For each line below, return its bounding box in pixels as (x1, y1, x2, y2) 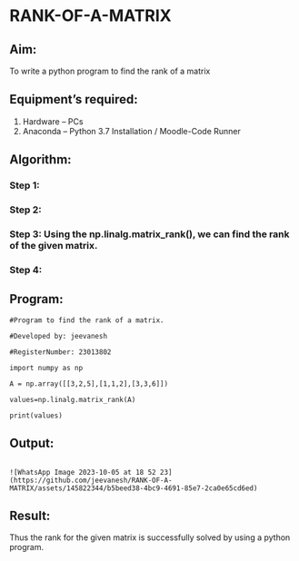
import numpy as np (9, 363, 84, 372)
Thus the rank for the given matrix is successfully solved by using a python (9, 532, 291, 543)
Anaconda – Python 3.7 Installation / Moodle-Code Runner (22, 125, 241, 136)
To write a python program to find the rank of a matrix (9, 65, 211, 76)
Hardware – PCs (22, 115, 84, 127)
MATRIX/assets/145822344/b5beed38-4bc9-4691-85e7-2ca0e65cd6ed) (9, 483, 258, 493)
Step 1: (9, 179, 40, 192)
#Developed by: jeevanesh (9, 331, 107, 340)
